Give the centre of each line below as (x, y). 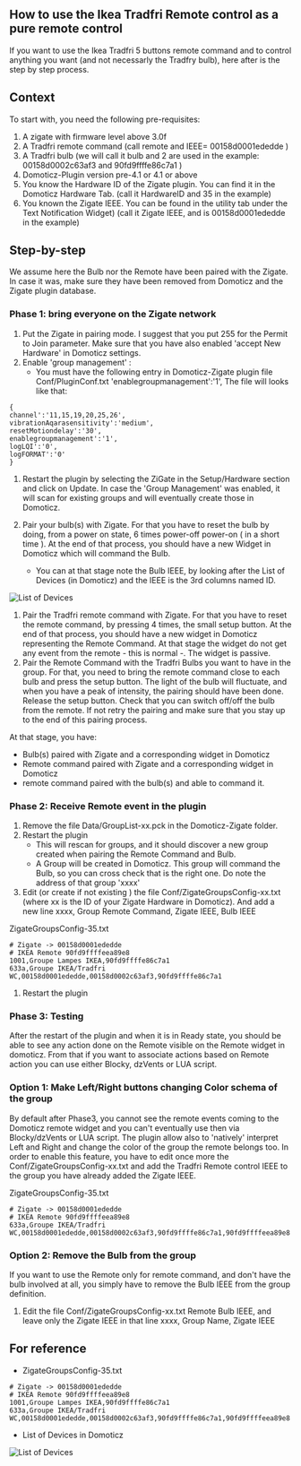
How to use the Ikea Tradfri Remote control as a (144, 15)
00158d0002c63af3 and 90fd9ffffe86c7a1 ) (102, 165)
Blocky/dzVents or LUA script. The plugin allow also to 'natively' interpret (144, 1137)
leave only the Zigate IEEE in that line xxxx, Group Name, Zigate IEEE (149, 1320)
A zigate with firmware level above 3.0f (95, 136)
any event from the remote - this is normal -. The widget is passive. (146, 652)
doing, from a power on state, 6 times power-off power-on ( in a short (151, 534)
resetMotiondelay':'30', (56, 431)
